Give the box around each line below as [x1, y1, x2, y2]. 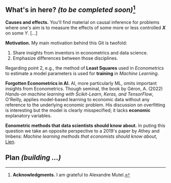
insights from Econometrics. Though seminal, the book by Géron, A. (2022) [5, 85, 163, 91]
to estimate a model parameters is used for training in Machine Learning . [5, 70, 159, 76]
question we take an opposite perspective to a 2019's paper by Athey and [5, 128, 160, 134]
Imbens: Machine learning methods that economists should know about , [5, 133, 158, 139]
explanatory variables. [5, 112, 52, 118]
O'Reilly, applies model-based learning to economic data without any [5, 96, 150, 102]
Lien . [5, 138, 16, 144]
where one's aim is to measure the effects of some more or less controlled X [5, 24, 166, 30]
